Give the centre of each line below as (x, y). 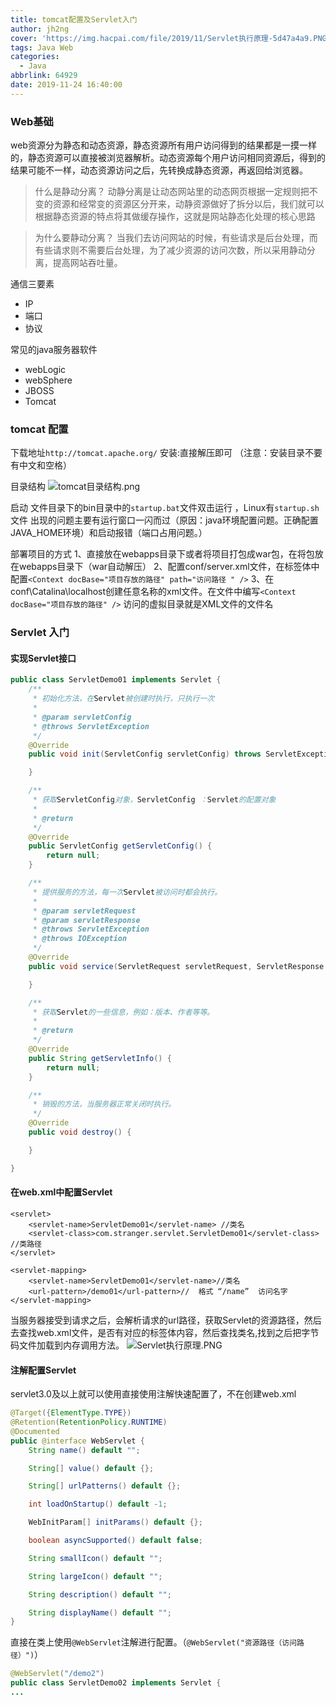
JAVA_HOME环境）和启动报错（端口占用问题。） (109, 533)
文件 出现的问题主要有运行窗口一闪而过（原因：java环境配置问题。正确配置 (164, 520)
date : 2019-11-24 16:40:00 (66, 85)
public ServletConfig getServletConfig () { (120, 846)
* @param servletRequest (84, 911)
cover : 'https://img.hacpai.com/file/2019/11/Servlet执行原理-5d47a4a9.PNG (168, 38)
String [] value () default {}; (91, 1468)
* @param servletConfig (82, 717)
